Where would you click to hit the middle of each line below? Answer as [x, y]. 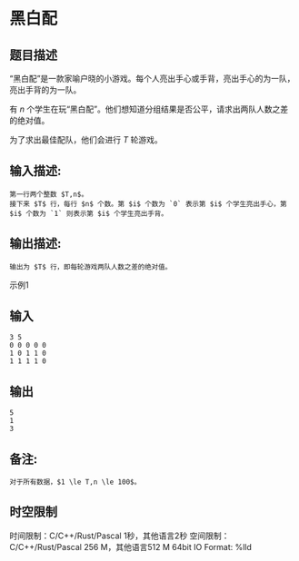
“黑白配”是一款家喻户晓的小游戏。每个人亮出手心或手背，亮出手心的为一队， [152, 79]
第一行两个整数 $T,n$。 [49, 194]
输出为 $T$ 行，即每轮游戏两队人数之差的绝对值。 [91, 267]
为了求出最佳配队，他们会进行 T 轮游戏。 [86, 140]
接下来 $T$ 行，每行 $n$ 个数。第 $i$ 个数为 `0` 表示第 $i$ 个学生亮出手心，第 [149, 204]
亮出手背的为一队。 [45, 90]
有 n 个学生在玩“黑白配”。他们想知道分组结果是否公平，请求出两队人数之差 [149, 109]
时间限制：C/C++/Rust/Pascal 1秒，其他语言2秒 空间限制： [120, 536]
